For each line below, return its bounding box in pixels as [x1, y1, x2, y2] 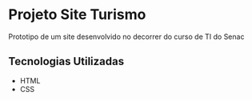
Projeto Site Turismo [8, 6, 146, 24]
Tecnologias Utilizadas [8, 55, 125, 68]
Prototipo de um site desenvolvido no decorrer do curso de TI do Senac [8, 32, 245, 41]
